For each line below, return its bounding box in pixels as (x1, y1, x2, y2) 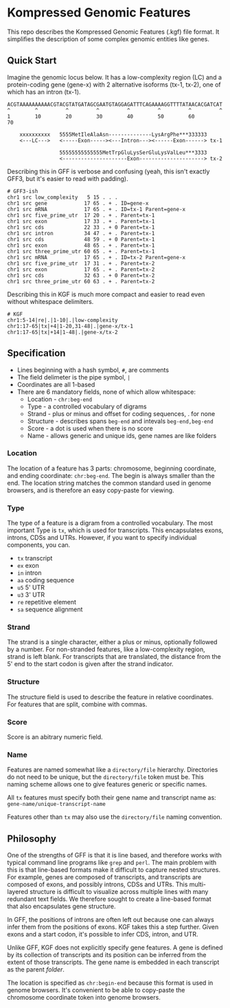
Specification (7, 347, 66, 359)
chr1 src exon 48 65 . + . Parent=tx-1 (7, 242, 155, 249)
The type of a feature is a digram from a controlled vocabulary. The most (7, 519, 214, 527)
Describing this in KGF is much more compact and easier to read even (7, 290, 205, 298)
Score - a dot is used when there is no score (27, 424, 153, 432)
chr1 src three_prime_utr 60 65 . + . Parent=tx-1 (7, 248, 155, 255)
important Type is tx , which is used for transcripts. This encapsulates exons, (7, 526, 224, 534)
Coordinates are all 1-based (16, 380, 95, 388)
